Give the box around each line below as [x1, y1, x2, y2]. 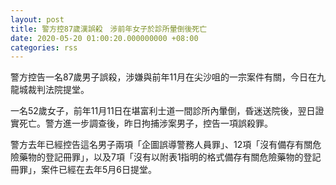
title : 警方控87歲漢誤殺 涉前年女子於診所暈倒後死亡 [10, 24, 208, 34]
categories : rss [10, 42, 78, 53]
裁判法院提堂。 [27, 84, 90, 96]
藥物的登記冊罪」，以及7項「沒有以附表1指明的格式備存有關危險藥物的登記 [18, 151, 322, 163]
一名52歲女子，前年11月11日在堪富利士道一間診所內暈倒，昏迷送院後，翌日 [10, 105, 316, 117]
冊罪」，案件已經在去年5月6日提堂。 [10, 164, 157, 176]
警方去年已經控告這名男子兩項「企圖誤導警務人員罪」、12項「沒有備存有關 [10, 139, 313, 151]
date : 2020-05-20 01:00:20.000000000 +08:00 [10, 33, 199, 43]
